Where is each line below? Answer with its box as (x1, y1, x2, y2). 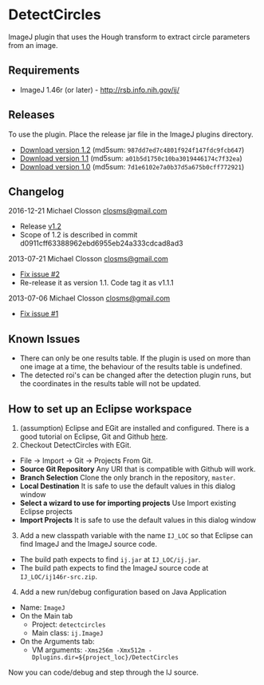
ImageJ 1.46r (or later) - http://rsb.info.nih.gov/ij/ (19, 85, 180, 94)
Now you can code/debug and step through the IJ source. (8, 667, 199, 677)
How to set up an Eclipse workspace (8, 402, 192, 416)
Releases (8, 108, 55, 121)
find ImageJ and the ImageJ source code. (19, 540, 158, 548)
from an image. (8, 40, 58, 50)
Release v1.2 (19, 221, 61, 231)
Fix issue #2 (19, 269, 60, 279)
